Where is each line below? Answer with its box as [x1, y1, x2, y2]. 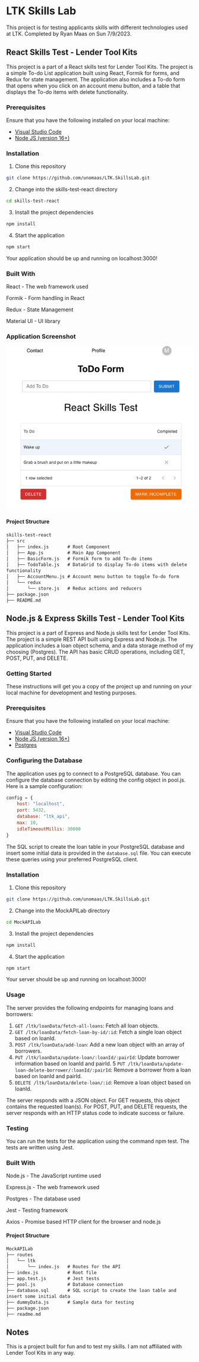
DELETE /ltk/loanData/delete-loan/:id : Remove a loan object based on [14, 1079, 191, 1086]
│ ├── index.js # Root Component [6, 543, 110, 550]
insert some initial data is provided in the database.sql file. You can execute [6, 849, 191, 857]
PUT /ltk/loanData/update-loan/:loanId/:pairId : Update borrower [14, 1053, 180, 1061]
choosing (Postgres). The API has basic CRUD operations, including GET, [6, 648, 185, 655]
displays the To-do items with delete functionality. [6, 88, 129, 96]
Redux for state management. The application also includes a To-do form [6, 75, 185, 83]
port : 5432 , [17, 807, 46, 813]
